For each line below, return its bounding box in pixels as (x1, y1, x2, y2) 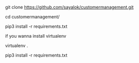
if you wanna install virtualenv (5, 33, 66, 39)
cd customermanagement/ (5, 14, 60, 19)
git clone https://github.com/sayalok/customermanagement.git (5, 4, 134, 10)
